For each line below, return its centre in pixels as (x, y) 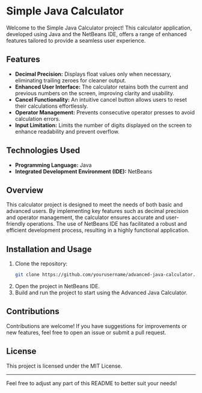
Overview (25, 190)
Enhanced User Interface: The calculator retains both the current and (101, 87)
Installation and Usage (49, 249)
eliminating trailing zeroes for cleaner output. (70, 80)
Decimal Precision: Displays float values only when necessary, (93, 74)
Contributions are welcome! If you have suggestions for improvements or (97, 326)
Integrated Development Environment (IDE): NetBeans (83, 171)
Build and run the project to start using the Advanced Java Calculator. (101, 292)
